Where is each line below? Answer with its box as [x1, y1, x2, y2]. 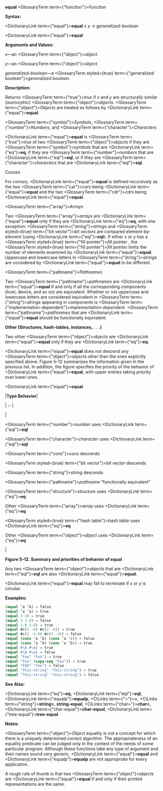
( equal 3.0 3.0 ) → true [5, 622, 54, 628]
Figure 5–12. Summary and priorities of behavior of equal [5, 557, 123, 562]
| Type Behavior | [5, 393, 38, 399]
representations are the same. [5, 781, 65, 787]
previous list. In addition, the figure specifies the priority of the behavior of [5, 364, 154, 369]
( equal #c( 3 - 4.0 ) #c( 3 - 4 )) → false [5, 632, 82, 637]
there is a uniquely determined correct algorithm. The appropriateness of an [5, 735, 158, 741]
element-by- [126, 229, 151, 234]
